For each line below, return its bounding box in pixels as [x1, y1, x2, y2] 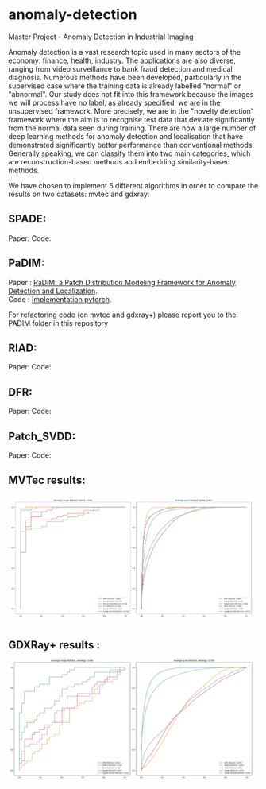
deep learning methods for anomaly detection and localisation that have [8, 131, 244, 141]
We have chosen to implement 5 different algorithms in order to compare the [8, 180, 259, 190]
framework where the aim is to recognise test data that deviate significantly [8, 114, 255, 124]
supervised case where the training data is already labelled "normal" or [8, 81, 241, 91]
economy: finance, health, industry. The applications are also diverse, [8, 56, 236, 65]
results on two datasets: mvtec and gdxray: [8, 189, 150, 199]
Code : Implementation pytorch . [8, 294, 112, 304]
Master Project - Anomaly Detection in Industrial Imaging [8, 32, 194, 41]
